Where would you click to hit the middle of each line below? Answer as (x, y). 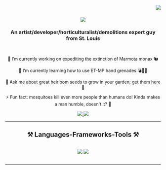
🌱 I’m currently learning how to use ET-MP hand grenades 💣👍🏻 (83, 70)
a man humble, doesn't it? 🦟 (83, 104)
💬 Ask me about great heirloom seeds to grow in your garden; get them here (83, 82)
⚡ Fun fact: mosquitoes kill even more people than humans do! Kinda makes (83, 97)
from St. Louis (83, 38)
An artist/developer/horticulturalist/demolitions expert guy (83, 33)
